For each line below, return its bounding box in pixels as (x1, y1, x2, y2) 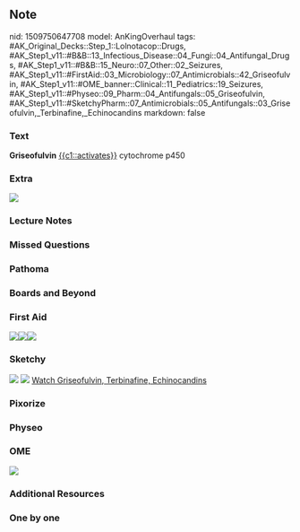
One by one (9, 511, 61, 524)
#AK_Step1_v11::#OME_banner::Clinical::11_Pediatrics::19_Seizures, (20, 78, 264, 89)
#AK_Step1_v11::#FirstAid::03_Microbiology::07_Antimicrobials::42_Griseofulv (9, 69, 291, 80)
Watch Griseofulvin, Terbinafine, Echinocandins (30, 374, 208, 385)
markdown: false (143, 107, 206, 118)
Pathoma (9, 263, 49, 275)
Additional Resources (9, 487, 105, 500)
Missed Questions (9, 239, 90, 251)
